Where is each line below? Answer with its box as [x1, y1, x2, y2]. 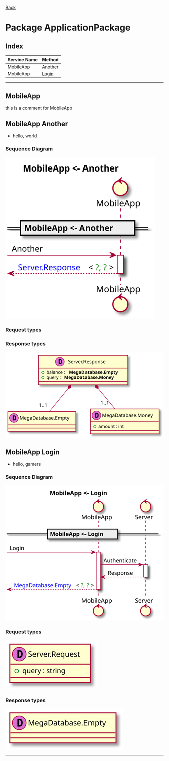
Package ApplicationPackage [5, 22, 131, 33]
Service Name [7, 56, 38, 62]
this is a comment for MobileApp [5, 105, 73, 111]
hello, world [12, 133, 37, 139]
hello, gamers [12, 461, 41, 467]
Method [42, 56, 59, 62]
